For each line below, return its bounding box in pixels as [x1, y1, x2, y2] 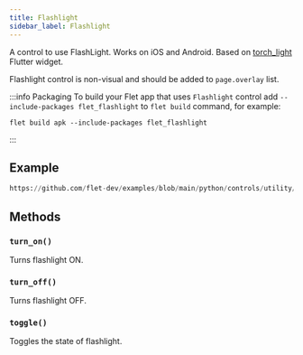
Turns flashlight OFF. [9, 295, 87, 306]
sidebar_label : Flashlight [9, 22, 111, 31]
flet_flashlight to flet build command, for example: [78, 100, 281, 111]
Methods [9, 209, 61, 224]
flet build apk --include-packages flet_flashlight [9, 118, 207, 127]
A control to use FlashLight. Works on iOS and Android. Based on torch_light [9, 46, 293, 57]
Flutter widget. [9, 56, 64, 67]
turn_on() [9, 236, 52, 247]
